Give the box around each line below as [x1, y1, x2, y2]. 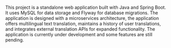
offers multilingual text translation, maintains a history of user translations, [5, 20, 161, 27]
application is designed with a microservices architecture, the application [5, 15, 159, 21]
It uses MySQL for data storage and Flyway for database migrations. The [5, 10, 158, 16]
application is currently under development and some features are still [5, 32, 153, 37]
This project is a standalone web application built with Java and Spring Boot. [5, 5, 166, 10]
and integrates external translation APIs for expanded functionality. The [5, 26, 156, 32]
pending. [5, 37, 24, 43]
